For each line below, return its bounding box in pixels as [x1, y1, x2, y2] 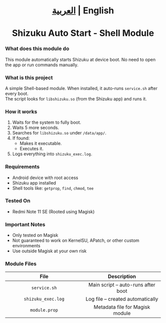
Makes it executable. [19, 140, 62, 146]
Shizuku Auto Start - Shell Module [12, 28, 154, 39]
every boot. [5, 91, 29, 96]
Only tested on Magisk [12, 232, 58, 238]
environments [12, 243, 41, 249]
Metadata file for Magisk [93, 304, 151, 311]
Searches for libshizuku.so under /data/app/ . [12, 130, 107, 136]
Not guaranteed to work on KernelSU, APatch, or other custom [12, 237, 140, 243]
